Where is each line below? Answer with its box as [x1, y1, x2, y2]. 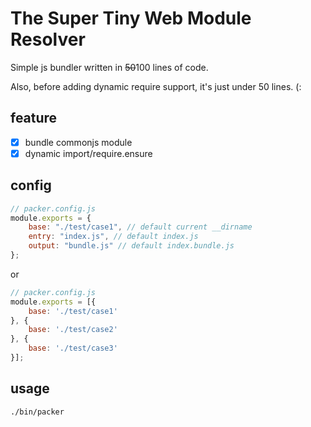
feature [10, 110, 58, 127]
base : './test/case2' [28, 325, 118, 335]
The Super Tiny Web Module [10, 7, 252, 30]
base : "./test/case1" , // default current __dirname [28, 222, 253, 232]
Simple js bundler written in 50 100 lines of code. [10, 61, 209, 73]
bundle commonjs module [24, 136, 133, 148]
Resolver [10, 28, 86, 51]
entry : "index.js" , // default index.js [28, 232, 199, 242]
